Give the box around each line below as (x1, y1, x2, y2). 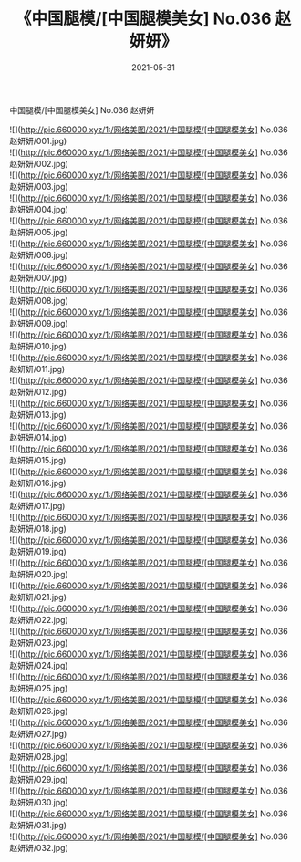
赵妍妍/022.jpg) (9, 614, 68, 625)
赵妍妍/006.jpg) (9, 249, 68, 260)
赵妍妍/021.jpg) (9, 591, 67, 602)
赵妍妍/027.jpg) (9, 728, 67, 739)
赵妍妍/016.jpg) (9, 477, 67, 488)
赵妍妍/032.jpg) (9, 842, 68, 853)
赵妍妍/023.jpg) (9, 637, 68, 648)
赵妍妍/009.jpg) (9, 317, 68, 328)
